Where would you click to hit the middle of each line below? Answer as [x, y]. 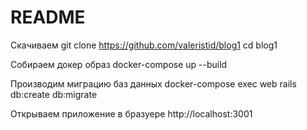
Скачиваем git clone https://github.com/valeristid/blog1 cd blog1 [144, 45]
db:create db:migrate [54, 94]
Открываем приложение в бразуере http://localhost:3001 [131, 113]
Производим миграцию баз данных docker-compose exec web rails [153, 83]
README [48, 17]
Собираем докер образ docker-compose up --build [119, 64]
